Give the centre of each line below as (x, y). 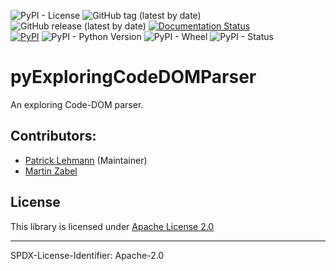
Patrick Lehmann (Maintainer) (86, 160)
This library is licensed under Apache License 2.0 (112, 226)
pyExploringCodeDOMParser (133, 77)
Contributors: (53, 136)
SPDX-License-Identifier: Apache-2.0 (87, 255)
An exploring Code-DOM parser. (77, 104)
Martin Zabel (51, 171)
